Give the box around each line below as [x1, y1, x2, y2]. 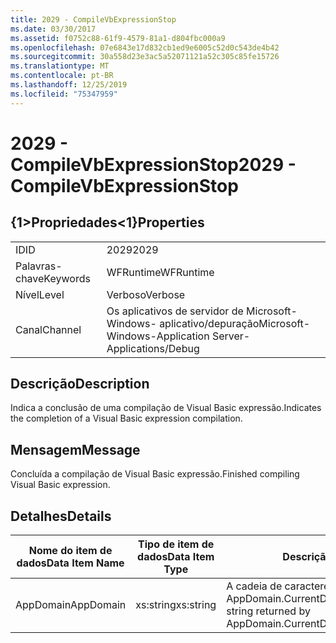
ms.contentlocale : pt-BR [10, 71, 114, 81]
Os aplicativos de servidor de [106, 304, 244, 318]
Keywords [43, 271, 91, 285]
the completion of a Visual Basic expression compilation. [10, 412, 243, 425]
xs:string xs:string [135, 598, 217, 612]
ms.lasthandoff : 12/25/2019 [10, 80, 128, 90]
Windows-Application [106, 329, 210, 343]
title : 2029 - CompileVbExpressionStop [10, 14, 177, 25]
